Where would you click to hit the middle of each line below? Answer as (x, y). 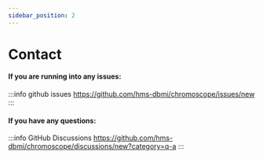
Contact (35, 54)
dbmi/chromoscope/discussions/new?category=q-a (92, 146)
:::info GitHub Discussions (50, 138)
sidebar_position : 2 (42, 15)
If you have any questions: (52, 120)
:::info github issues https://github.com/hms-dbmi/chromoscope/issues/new (131, 94)
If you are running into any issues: (65, 76)
